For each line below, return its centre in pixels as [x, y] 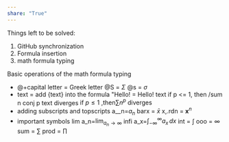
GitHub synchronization [50, 46]
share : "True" [27, 13]
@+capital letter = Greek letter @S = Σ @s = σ [82, 87]
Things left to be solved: [41, 33]
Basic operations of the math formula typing [69, 74]
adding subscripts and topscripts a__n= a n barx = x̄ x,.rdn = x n [104, 111]
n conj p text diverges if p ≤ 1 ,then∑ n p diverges [84, 102]
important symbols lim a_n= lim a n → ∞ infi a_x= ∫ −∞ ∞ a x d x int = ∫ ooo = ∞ [119, 122]
